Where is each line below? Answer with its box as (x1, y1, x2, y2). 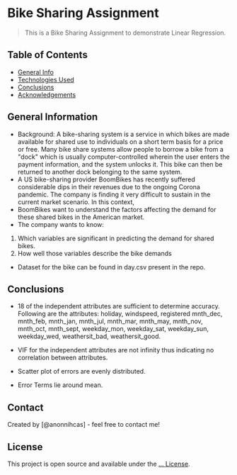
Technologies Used (17, 75, 74, 84)
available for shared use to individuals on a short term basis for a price (17, 137, 224, 146)
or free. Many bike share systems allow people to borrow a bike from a (17, 145, 224, 153)
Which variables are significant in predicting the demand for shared (17, 234, 214, 242)
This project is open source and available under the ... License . (7, 459, 190, 468)
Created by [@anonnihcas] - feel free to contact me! (7, 420, 161, 429)
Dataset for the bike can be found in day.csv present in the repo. (17, 262, 206, 271)
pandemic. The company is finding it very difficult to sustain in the (17, 190, 211, 199)
